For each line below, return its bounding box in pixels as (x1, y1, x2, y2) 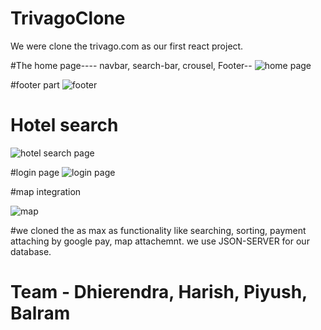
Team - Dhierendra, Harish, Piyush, (10, 281, 308, 304)
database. (10, 245, 52, 257)
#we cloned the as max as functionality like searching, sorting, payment (10, 224, 307, 236)
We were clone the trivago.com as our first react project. (10, 40, 244, 52)
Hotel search (10, 114, 119, 137)
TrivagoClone (10, 7, 126, 30)
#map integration (10, 185, 82, 197)
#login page (10, 166, 60, 178)
